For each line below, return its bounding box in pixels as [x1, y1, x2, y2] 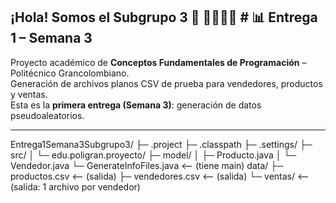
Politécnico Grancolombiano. [10, 67, 130, 79]
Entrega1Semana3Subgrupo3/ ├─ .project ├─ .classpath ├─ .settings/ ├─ [10, 138, 313, 150]
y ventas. [10, 88, 48, 100]
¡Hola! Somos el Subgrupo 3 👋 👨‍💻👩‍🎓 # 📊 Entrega [10, 9, 318, 26]
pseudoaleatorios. [10, 109, 85, 121]
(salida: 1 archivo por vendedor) [10, 180, 141, 193]
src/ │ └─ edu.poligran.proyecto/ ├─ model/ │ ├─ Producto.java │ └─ [10, 149, 297, 161]
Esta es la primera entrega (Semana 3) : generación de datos [10, 99, 262, 111]
